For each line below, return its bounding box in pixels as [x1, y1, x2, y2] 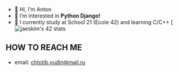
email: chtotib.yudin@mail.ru [14, 58, 86, 66]
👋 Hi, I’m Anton [14, 6, 52, 13]
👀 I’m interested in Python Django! [14, 12, 101, 19]
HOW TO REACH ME [5, 42, 83, 53]
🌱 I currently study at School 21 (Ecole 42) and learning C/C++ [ [14, 19, 173, 25]
